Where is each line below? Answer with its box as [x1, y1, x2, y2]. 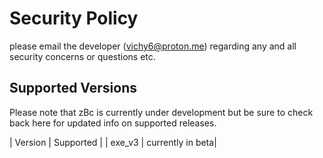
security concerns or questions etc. [9, 50, 156, 62]
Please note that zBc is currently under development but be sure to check [9, 106, 314, 118]
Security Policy [9, 7, 139, 30]
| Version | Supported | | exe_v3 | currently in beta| [9, 136, 217, 148]
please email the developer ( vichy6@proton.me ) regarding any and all [9, 40, 297, 52]
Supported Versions [9, 80, 137, 97]
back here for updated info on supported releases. [9, 117, 217, 129]
